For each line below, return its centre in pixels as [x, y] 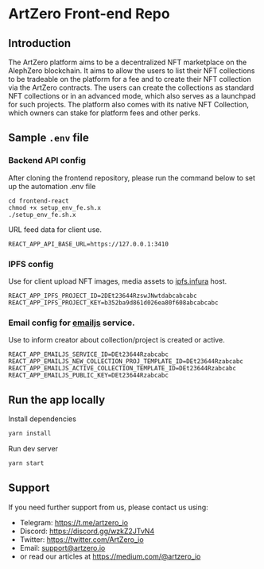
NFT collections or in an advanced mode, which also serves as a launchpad [132, 96]
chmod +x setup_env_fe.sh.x [55, 207]
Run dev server [33, 448]
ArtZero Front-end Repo [89, 14]
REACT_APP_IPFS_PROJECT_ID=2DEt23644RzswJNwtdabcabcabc [103, 296]
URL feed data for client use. [55, 229]
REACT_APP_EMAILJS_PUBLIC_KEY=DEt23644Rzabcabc [89, 375]
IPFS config [31, 264]
